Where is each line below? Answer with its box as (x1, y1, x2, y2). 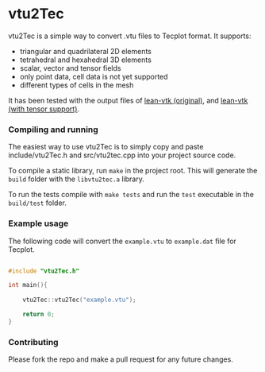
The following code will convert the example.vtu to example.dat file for (8, 236, 236, 246)
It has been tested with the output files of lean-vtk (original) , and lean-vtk (8, 95, 248, 105)
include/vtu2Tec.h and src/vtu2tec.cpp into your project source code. (8, 150, 236, 160)
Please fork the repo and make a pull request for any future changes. (8, 355, 234, 364)
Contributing (8, 336, 59, 347)
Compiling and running (8, 124, 99, 135)
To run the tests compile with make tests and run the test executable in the (8, 190, 254, 200)
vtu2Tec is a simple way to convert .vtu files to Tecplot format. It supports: (8, 31, 252, 41)
